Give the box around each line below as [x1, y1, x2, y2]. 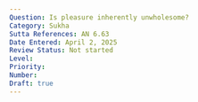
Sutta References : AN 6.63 [9, 29, 110, 38]
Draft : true [9, 79, 54, 88]
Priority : [9, 63, 46, 72]
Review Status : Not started [9, 46, 114, 55]
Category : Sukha [9, 21, 70, 30]
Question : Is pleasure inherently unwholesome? [9, 12, 190, 22]
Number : [9, 71, 38, 80]
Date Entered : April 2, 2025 [9, 37, 118, 47]
